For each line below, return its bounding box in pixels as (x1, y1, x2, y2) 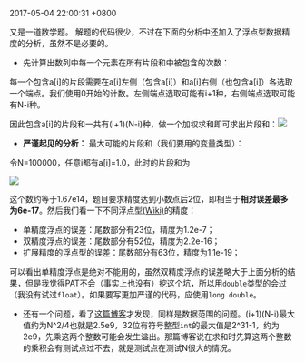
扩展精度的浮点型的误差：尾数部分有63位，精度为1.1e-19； (22, 247, 241, 257)
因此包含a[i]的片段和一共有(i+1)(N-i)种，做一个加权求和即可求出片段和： (9, 118, 279, 129)
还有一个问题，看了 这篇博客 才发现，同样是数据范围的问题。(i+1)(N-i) (22, 308, 280, 319)
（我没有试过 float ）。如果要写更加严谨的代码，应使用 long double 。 (9, 289, 261, 299)
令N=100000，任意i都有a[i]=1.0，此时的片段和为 (9, 157, 191, 167)
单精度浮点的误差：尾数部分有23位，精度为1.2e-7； (22, 225, 215, 235)
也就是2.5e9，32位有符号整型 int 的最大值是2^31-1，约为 (69, 320, 280, 330)
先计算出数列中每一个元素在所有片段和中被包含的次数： (22, 57, 230, 67)
